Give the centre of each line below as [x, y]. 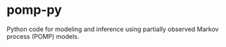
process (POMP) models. [43, 36]
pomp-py [34, 10]
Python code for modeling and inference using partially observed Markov [113, 29]
